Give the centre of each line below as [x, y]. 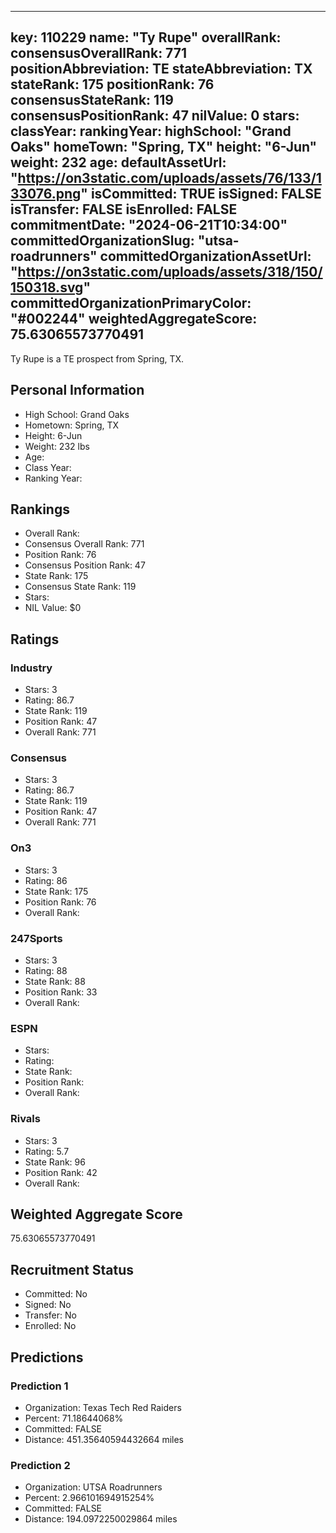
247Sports [36, 938]
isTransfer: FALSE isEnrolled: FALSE [124, 209]
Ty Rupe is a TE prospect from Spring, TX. [97, 358]
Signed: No [48, 1305]
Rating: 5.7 [47, 1151]
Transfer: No [50, 1315]
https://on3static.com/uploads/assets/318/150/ [170, 272]
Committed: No [56, 1294]
